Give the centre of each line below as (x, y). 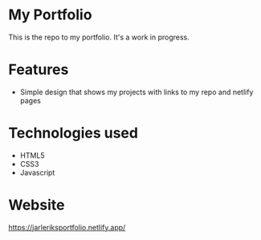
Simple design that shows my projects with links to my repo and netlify (137, 92)
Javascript (37, 172)
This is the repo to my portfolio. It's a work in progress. (99, 37)
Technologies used (73, 133)
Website (37, 205)
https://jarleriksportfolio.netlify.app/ (67, 227)
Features (39, 70)
